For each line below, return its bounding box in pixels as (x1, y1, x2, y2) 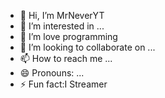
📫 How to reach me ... (19, 53, 113, 64)
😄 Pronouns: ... (19, 67, 85, 79)
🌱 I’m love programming (19, 31, 118, 42)
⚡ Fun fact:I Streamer (19, 78, 108, 90)
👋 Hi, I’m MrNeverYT (19, 10, 105, 21)
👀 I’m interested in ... (19, 20, 105, 32)
